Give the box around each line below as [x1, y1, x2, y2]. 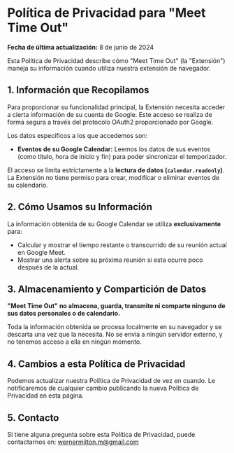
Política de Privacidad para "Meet [7, 5, 206, 21]
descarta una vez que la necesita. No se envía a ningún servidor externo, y [7, 330, 223, 339]
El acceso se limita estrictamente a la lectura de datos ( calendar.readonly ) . [7, 166, 225, 174]
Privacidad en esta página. [7, 391, 84, 400]
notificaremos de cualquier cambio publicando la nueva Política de [7, 384, 199, 393]
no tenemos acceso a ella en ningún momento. [7, 337, 142, 346]
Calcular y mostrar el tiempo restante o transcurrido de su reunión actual [17, 240, 227, 249]
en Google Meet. [17, 248, 66, 256]
